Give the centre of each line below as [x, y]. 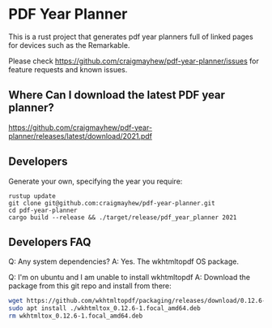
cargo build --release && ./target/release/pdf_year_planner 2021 [123, 217]
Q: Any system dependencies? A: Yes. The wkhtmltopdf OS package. [123, 261]
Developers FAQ [50, 242]
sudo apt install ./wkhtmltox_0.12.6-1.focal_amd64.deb [104, 309]
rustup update [32, 196]
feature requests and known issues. [68, 69]
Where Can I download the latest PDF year [117, 95]
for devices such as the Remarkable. [69, 45]
